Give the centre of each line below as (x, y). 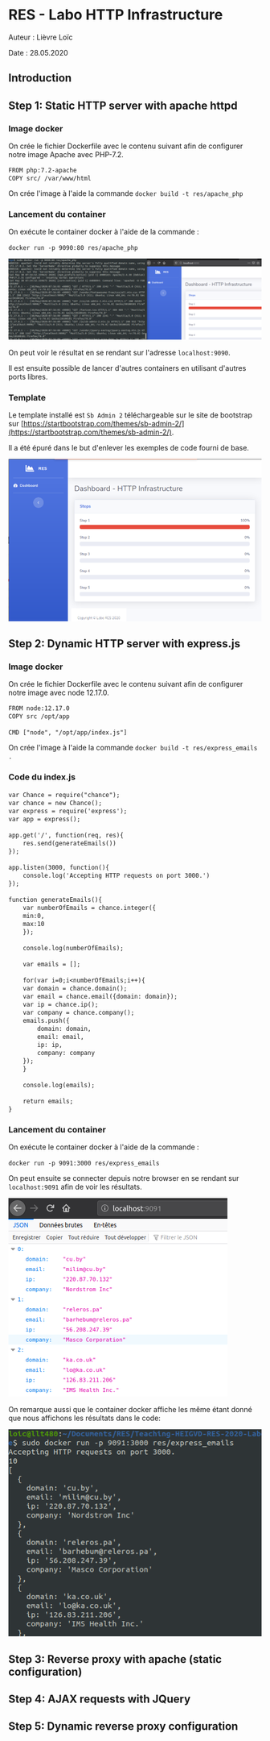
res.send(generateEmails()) (70, 843)
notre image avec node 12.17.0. (59, 693)
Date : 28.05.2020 (38, 52)
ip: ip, (50, 1045)
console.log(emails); (59, 1085)
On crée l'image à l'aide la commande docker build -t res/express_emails (133, 748)
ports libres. (28, 376)
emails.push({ (46, 1020)
